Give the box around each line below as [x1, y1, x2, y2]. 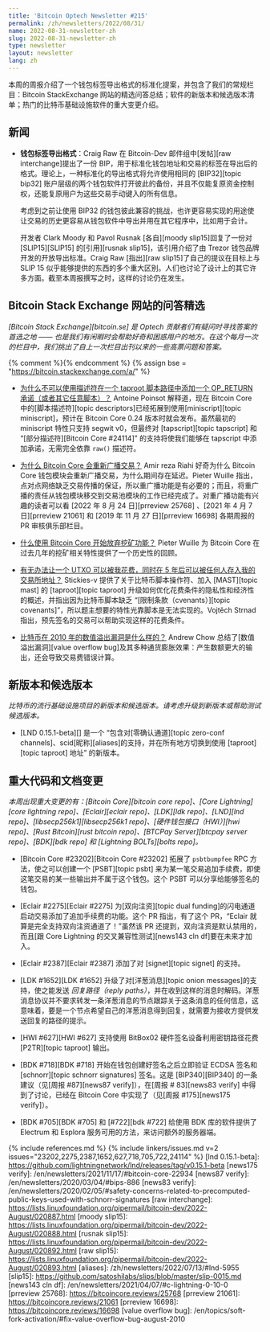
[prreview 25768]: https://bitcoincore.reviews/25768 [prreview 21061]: [8, 1289, 240, 1298]
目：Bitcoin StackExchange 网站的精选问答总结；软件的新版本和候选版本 [8, 89, 248, 99]
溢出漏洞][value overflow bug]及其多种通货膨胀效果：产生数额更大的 [19, 642, 246, 652]
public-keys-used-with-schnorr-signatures [8, 1195, 151, 1204]
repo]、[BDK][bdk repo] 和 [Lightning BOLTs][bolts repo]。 [8, 837, 203, 846]
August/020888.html [8, 1229, 78, 1239]
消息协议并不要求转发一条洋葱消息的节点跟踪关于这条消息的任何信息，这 [19, 996, 259, 1006]
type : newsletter [8, 42, 66, 50]
